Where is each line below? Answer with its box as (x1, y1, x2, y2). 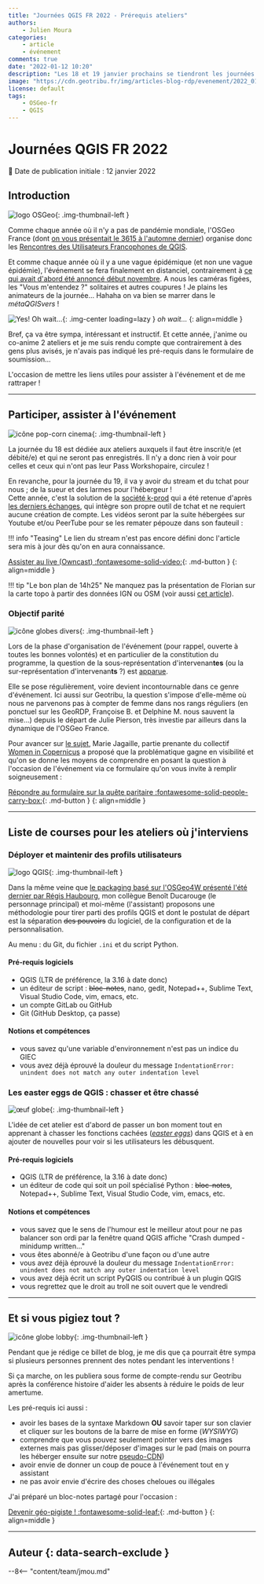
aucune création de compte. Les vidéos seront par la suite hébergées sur (8, 509, 245, 519)
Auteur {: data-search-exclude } (8, 1545, 170, 1559)
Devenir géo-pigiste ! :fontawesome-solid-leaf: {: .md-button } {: (8, 1507, 215, 1517)
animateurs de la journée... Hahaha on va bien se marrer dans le (8, 290, 216, 300)
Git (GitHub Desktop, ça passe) (19, 1008, 120, 1018)
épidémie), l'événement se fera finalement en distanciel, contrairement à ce (8, 265, 253, 275)
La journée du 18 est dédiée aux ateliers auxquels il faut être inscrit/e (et (8, 444, 242, 454)
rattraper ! (8, 378, 41, 388)
